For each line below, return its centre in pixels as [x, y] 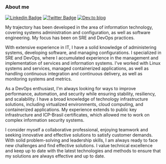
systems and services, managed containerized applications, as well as [77, 68]
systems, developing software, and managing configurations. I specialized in [83, 53]
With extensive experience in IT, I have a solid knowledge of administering [81, 48]
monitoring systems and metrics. [39, 79]
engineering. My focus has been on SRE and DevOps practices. [70, 38]
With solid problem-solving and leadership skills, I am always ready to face [82, 140]
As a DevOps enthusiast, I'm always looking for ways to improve [71, 89]
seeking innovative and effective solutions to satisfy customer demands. [79, 135]
